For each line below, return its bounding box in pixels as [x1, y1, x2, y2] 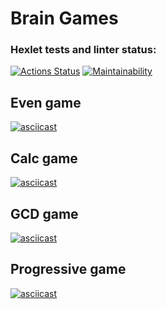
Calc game [10, 150, 78, 167]
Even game [10, 94, 82, 111]
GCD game [10, 205, 79, 222]
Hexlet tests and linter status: [10, 43, 157, 57]
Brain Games [10, 7, 119, 30]
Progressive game [10, 261, 127, 278]
